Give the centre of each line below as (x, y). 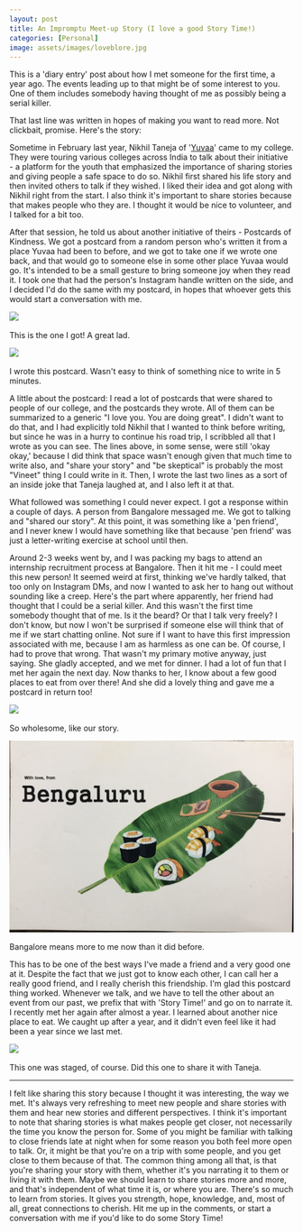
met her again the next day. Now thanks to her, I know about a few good (143, 673)
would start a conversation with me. (76, 299)
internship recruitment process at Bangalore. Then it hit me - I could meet (146, 567)
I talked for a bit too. (46, 215)
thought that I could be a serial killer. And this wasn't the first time (131, 606)
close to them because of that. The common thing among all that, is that (143, 1160)
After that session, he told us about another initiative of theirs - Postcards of (150, 232)
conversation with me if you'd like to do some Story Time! (116, 1218)
